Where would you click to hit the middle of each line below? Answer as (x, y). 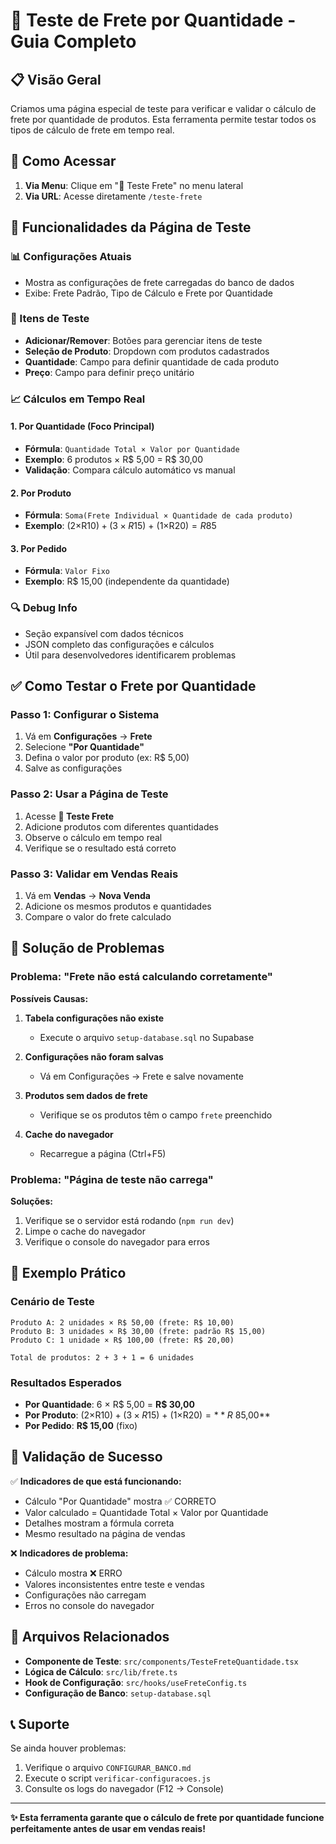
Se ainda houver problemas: (68, 1748)
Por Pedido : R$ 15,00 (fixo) (81, 1425)
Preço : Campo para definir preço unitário (109, 372)
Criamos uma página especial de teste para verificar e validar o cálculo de (163, 108)
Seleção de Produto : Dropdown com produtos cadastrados (147, 351)
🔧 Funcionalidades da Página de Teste (131, 227)
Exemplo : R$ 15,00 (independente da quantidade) (127, 581)
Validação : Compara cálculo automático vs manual (130, 470)
